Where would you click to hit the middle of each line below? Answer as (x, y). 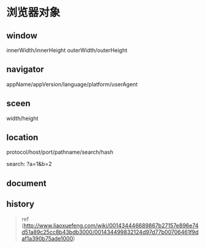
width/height (22, 118)
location (22, 137)
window (22, 35)
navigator (25, 70)
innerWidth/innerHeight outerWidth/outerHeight (67, 50)
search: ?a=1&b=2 (29, 164)
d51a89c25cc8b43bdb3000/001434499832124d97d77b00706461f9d (110, 232)
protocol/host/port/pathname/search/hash (60, 152)
